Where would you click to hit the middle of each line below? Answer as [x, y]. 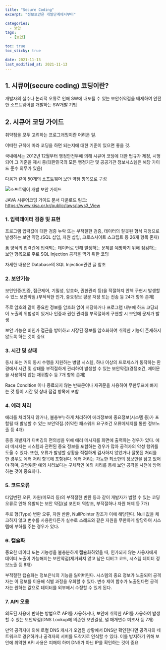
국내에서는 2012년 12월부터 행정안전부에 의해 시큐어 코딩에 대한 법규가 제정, [78, 156]
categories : [17, 23]
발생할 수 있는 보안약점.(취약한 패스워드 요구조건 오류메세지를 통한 [83, 424]
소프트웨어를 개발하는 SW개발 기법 [44, 105]
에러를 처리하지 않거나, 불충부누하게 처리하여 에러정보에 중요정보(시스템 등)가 [80, 417]
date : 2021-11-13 [23, 60]
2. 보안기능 [18, 279]
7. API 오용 [17, 601]
